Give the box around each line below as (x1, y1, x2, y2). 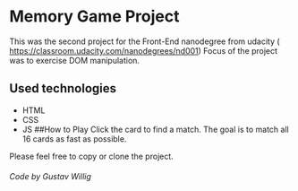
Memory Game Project (9, 6, 180, 27)
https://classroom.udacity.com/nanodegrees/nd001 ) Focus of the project (9, 45, 278, 56)
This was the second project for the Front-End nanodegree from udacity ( (9, 36, 280, 47)
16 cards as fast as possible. (21, 133, 127, 144)
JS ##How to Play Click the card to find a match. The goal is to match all (21, 124, 289, 135)
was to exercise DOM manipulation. (9, 55, 140, 65)
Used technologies (9, 81, 117, 96)
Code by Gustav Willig (9, 171, 92, 182)
